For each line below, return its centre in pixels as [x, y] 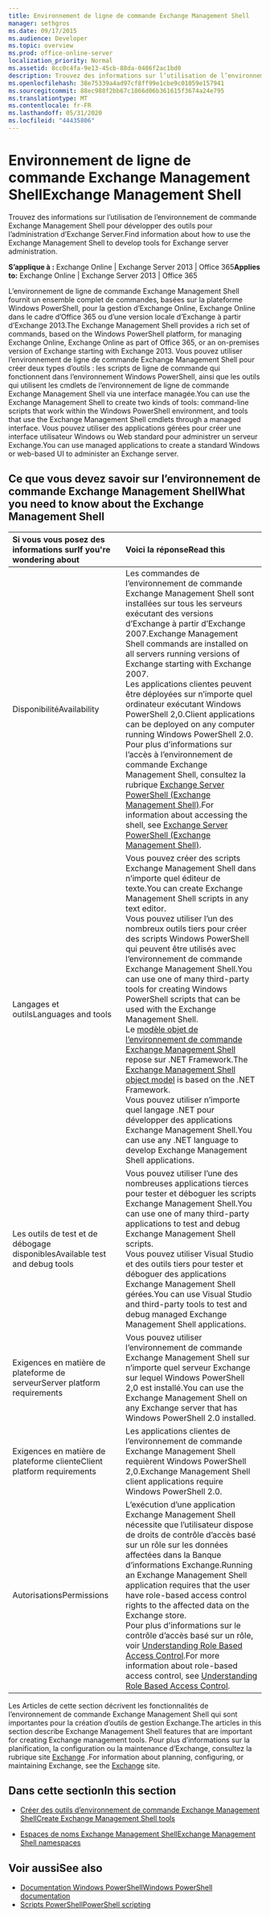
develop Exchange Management [186, 1150]
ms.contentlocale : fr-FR [50, 106]
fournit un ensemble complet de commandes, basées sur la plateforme [126, 300]
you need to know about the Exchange [106, 504]
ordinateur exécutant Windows [184, 704]
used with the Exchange [171, 1009]
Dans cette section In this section [92, 1791]
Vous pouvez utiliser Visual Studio [190, 1253]
